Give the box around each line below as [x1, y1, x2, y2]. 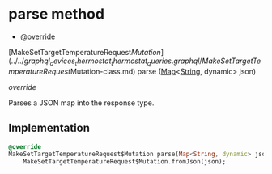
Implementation [8, 121, 91, 135]
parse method [8, 5, 105, 23]
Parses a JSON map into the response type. [8, 98, 155, 108]
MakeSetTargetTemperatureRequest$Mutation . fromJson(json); [23, 158, 227, 166]
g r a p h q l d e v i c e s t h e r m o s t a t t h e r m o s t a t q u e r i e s [23, 56, 172, 67]
